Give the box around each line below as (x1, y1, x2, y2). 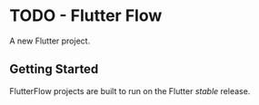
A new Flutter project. (9, 35, 91, 46)
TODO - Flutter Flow (9, 5, 163, 26)
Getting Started (9, 62, 99, 77)
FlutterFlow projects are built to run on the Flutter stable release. (9, 85, 251, 96)
